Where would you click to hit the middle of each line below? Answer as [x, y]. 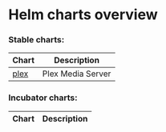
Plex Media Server [77, 74]
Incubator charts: [43, 98]
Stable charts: [36, 40]
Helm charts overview [83, 15]
